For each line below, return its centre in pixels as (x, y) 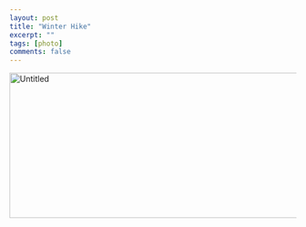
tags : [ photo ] (36, 43)
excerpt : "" (32, 35)
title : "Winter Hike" (51, 26)
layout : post (34, 18)
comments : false (40, 52)
